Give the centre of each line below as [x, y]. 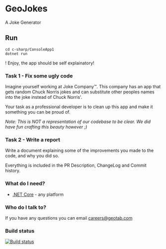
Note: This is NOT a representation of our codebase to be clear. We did [78, 122]
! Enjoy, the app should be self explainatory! [50, 63]
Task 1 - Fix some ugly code [39, 76]
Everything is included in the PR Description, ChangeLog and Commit [76, 165]
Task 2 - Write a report [33, 139]
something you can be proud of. [38, 112]
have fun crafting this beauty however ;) [46, 127]
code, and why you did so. [32, 156]
